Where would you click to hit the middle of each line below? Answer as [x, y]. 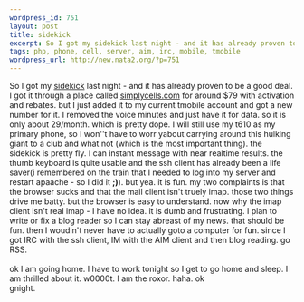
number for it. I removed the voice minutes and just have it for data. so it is [148, 115]
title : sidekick [40, 34]
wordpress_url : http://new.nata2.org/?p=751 [95, 60]
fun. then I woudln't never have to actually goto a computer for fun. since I [148, 230]
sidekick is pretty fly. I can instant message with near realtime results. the [146, 153]
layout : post [34, 26]
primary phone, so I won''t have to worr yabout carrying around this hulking [150, 134]
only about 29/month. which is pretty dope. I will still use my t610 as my [142, 124]
